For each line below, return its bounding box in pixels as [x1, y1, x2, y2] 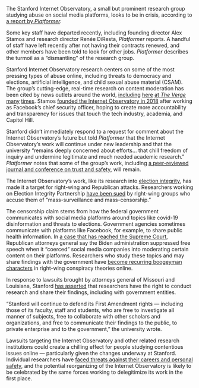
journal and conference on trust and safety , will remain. [6, 166, 141, 173]
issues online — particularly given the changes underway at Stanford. [6, 350, 176, 357]
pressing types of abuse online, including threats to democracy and [6, 72, 172, 79]
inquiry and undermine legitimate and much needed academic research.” [6, 153, 185, 160]
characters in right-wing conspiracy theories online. [6, 264, 133, 272]
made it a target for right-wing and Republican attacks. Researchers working [6, 184, 194, 191]
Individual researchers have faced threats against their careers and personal [6, 356, 193, 363]
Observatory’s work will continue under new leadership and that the [6, 141, 172, 147]
